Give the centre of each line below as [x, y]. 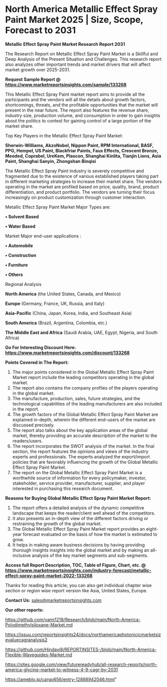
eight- [152, 529]
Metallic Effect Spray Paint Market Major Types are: [58, 207]
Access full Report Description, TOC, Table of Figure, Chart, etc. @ [76, 565]
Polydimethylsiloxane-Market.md [39, 625]
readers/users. [27, 441]
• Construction [21, 255]
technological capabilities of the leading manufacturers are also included [87, 404]
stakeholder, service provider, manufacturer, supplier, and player [79, 483]
